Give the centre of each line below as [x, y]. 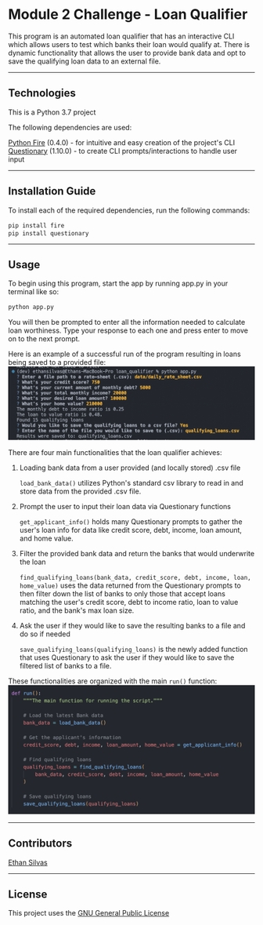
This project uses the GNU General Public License [89, 913]
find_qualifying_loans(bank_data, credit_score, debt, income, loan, [135, 577]
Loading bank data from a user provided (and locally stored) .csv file [130, 468]
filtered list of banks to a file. [65, 665]
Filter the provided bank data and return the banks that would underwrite [137, 553]
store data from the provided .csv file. [80, 491]
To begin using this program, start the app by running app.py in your [118, 283]
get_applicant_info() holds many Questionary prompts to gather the [131, 521]
